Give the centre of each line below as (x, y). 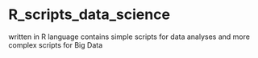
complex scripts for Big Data (56, 44)
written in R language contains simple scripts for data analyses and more (129, 37)
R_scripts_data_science (89, 15)
